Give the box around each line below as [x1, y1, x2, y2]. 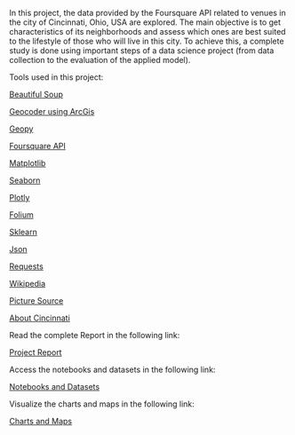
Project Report [9, 347, 62, 358]
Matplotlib [9, 158, 46, 168]
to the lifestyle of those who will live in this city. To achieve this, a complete [9, 36, 284, 46]
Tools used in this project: [9, 72, 104, 83]
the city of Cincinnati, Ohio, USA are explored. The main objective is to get [9, 17, 282, 28]
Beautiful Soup [9, 89, 64, 99]
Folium [9, 210, 34, 220]
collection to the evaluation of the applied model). [9, 55, 191, 65]
